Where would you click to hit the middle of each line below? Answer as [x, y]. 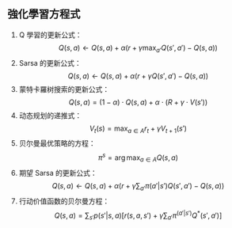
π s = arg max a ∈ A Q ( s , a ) [138, 158]
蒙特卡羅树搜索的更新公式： [64, 89]
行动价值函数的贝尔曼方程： [64, 201]
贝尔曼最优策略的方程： [57, 143]
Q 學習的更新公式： [50, 35]
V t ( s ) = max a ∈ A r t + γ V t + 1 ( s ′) [138, 129]
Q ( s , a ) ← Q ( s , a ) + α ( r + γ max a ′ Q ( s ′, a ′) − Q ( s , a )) [138, 48]
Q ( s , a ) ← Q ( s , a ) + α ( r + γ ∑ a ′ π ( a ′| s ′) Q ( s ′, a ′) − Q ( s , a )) [138, 186]
